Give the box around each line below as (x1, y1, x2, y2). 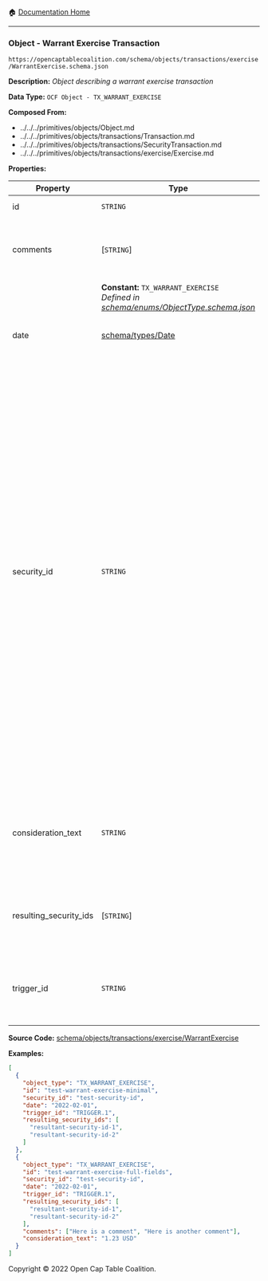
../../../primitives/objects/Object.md (19, 123, 135, 132)
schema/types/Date (100, 330, 175, 341)
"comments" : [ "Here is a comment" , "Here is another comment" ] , (22, 1228, 241, 1236)
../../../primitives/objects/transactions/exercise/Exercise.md (19, 148, 215, 158)
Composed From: (8, 108, 67, 117)
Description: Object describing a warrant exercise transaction (8, 77, 214, 86)
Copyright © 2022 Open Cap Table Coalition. (8, 1264, 157, 1274)
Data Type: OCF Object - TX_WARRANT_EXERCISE (8, 92, 162, 102)
